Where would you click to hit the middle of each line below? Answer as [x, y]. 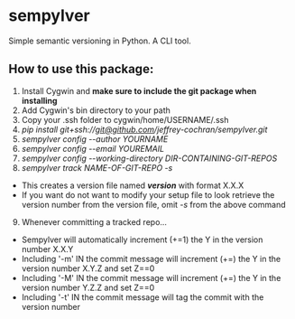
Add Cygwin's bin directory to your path [96, 110]
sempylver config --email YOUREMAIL [93, 148]
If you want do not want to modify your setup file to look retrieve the [148, 194]
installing [39, 100]
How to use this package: [81, 69]
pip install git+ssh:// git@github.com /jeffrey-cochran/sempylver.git [144, 129]
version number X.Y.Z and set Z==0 [88, 268]
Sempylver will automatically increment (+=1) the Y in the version [142, 239]
